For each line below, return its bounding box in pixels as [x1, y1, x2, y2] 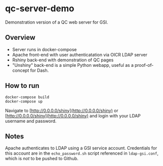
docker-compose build [5, 94, 50, 100]
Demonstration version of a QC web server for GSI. [5, 19, 108, 25]
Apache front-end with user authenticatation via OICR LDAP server [12, 52, 147, 57]
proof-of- [135, 62, 154, 68]
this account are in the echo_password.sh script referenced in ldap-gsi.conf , [5, 150, 159, 156]
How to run [5, 82, 40, 90]
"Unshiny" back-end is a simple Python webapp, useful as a [12, 62, 134, 68]
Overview [5, 33, 36, 42]
